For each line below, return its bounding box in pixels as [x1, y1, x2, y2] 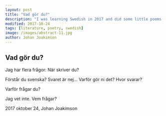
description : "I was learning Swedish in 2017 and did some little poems [5, 16, 162, 21]
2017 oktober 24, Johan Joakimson [5, 105, 78, 111]
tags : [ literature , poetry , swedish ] [5, 26, 84, 31]
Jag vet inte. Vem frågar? [5, 96, 57, 102]
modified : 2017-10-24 [5, 21, 50, 26]
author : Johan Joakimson [5, 35, 57, 40]
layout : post [5, 7, 32, 12]
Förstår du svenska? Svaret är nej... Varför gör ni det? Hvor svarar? [5, 76, 143, 82]
